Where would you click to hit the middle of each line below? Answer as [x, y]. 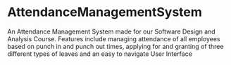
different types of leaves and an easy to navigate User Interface [100, 54]
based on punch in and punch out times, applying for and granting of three [115, 46]
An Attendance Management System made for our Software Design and [112, 31]
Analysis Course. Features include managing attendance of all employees [114, 38]
